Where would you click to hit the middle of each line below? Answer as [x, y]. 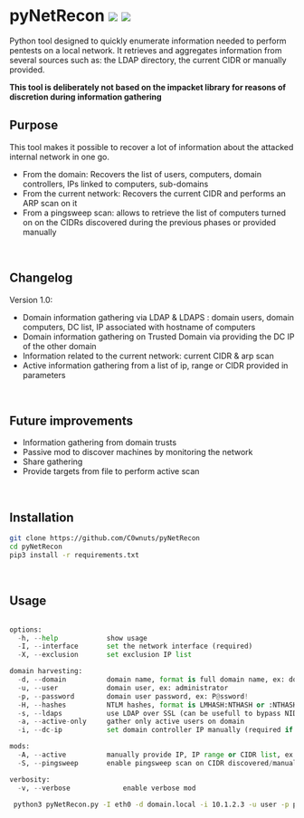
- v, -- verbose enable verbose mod [107, 788]
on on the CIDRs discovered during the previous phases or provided [149, 222]
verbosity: [30, 779]
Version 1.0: [31, 300]
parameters [44, 375]
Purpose [34, 125]
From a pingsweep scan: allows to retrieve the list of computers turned [154, 213]
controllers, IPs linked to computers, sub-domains [115, 184]
